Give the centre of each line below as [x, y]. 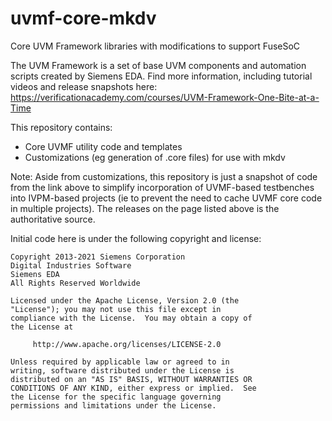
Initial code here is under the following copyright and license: [136, 238]
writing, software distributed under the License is [122, 370]
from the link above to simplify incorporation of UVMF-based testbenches [162, 187]
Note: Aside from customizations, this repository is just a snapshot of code [164, 176]
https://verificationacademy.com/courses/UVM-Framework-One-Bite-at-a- [165, 97]
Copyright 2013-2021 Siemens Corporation [98, 257]
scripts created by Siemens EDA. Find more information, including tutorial [161, 76]
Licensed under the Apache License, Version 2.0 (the [125, 300]
